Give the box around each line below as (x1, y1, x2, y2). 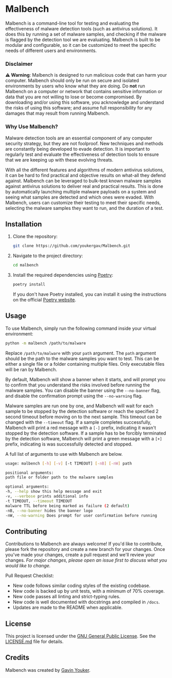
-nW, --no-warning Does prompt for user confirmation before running (5, 513, 158, 518)
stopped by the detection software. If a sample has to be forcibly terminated (5, 430, 166, 436)
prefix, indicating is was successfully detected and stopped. (5, 441, 132, 447)
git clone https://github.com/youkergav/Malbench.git (12, 243, 130, 248)
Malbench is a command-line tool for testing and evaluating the (5, 20, 140, 26)
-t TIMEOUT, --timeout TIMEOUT (5, 498, 72, 504)
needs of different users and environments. (5, 47, 97, 53)
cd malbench (12, 263, 39, 268)
